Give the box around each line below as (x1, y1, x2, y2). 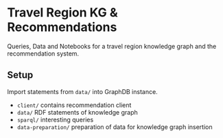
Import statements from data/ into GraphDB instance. (7, 87, 158, 95)
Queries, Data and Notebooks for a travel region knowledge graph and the (7, 42, 217, 50)
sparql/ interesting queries (16, 115, 94, 124)
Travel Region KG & (7, 5, 118, 21)
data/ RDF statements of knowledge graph (16, 108, 139, 116)
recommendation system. (7, 49, 80, 58)
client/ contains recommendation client (16, 101, 132, 109)
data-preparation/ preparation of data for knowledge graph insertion (16, 122, 213, 131)
